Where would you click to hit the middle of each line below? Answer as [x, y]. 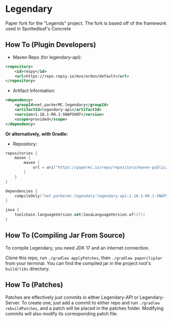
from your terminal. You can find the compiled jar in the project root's [78, 263]
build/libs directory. [28, 269]
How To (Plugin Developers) [51, 45]
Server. [13, 302]
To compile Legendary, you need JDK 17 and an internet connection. [78, 248]
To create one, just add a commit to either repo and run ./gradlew [91, 302]
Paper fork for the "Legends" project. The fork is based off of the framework [86, 23]
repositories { [21, 153]
